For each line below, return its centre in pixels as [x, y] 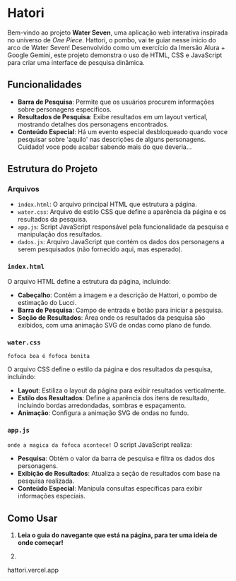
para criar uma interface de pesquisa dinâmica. [76, 62]
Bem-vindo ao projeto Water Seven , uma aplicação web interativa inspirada [118, 32]
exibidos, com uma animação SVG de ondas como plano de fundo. [114, 325]
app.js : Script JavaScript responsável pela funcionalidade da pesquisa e [123, 227]
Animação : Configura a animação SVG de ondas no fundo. [103, 413]
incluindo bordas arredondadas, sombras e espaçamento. [102, 406]
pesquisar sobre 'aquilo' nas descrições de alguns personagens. [112, 139]
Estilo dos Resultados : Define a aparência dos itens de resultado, [113, 398]
